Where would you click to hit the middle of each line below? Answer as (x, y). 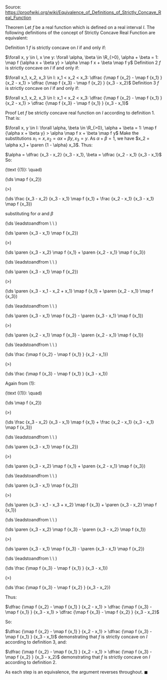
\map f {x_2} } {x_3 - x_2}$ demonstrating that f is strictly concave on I (78, 657)
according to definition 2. (31, 662)
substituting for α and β (29, 213)
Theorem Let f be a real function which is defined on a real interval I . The (80, 27)
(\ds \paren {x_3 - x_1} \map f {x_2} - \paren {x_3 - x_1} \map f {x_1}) (74, 316)
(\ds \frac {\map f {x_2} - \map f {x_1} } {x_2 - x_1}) (57, 354)
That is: (13, 118)
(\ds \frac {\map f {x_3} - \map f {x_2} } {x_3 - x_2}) (58, 587)
